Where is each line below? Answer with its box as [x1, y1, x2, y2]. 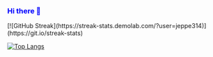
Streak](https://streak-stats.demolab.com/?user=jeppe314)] [34, 22, 207, 30]
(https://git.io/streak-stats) [7, 29, 84, 37]
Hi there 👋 [7, 6, 42, 16]
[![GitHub [7, 22, 33, 30]
